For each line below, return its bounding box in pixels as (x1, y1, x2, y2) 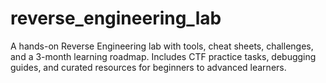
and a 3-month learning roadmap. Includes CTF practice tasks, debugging (10, 50, 317, 62)
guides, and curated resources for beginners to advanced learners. (10, 61, 287, 73)
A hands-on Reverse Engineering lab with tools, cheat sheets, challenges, (10, 40, 314, 52)
